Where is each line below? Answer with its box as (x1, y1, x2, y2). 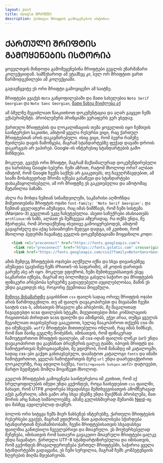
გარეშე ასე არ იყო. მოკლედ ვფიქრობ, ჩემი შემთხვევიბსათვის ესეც (5, 269, 144, 275)
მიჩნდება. (5, 150, 26, 156)
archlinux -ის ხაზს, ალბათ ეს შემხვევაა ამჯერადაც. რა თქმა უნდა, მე (5, 216, 145, 222)
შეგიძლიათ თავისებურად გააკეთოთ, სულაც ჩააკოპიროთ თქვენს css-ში (5, 319, 154, 325)
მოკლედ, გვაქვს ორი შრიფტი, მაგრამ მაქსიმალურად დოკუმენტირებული (5, 160, 157, 166)
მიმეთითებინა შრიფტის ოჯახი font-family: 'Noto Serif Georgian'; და (5, 200, 151, 206)
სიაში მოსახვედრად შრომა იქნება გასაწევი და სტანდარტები (5, 175, 130, 181)
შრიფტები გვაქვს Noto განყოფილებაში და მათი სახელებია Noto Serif (5, 95, 149, 101)
